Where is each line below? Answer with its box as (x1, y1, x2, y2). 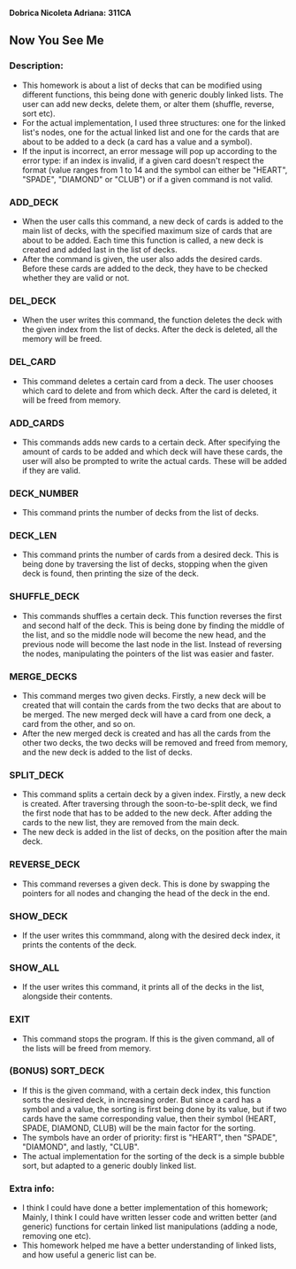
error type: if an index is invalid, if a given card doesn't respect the (21, 155, 265, 166)
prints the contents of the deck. (21, 939, 137, 950)
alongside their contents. (21, 991, 113, 1002)
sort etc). (21, 108, 56, 119)
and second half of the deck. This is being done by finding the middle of (21, 620, 285, 631)
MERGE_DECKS (9, 670, 78, 683)
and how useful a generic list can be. (21, 1250, 157, 1260)
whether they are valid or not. (21, 272, 130, 282)
